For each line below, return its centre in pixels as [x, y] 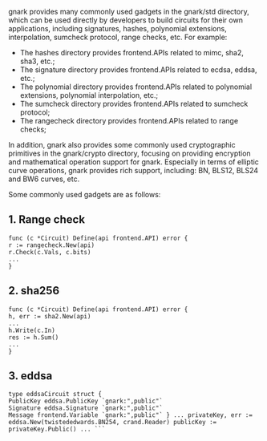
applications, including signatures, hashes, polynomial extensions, [117, 28]
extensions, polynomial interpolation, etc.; [89, 95]
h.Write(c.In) [32, 330]
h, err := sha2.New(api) [50, 316]
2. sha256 [34, 291]
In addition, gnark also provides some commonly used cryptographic [122, 145]
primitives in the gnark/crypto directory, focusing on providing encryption [129, 153]
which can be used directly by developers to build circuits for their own [125, 20]
